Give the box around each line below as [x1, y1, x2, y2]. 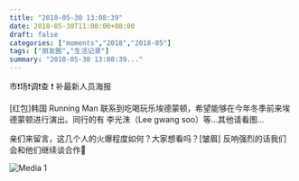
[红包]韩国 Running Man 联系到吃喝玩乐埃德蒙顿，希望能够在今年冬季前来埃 [9, 103, 291, 113]
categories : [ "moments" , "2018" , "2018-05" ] [9, 38, 172, 48]
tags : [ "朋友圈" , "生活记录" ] [9, 47, 110, 56]
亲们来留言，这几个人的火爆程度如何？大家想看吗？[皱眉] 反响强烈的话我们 [9, 133, 287, 144]
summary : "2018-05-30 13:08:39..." [9, 55, 144, 64]
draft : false [9, 30, 59, 39]
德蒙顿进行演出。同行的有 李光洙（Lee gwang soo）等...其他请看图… [9, 114, 265, 124]
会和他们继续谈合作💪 [9, 145, 87, 155]
